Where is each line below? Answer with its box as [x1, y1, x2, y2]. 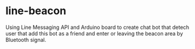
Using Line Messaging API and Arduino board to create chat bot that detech [5, 24, 190, 31]
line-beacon [5, 4, 67, 18]
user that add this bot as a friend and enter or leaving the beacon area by [5, 30, 183, 37]
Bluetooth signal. [5, 36, 47, 43]
